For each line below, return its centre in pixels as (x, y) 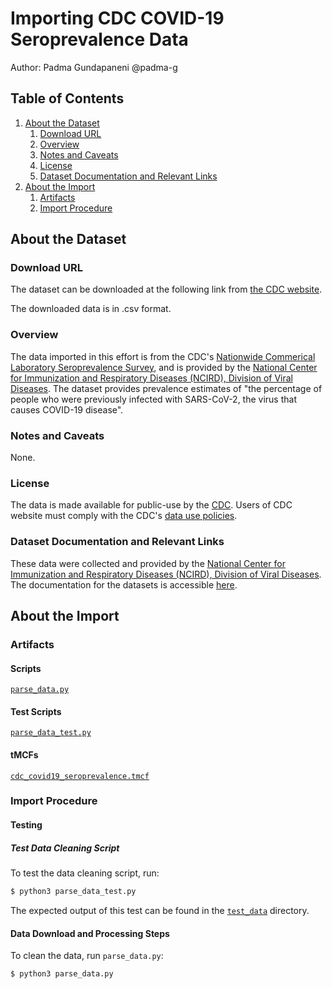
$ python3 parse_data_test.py (73, 892)
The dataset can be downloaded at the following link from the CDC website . (166, 289)
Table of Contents (67, 98)
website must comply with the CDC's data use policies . (124, 516)
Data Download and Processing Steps (90, 933)
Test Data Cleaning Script (65, 848)
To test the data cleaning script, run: (85, 873)
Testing (26, 825)
